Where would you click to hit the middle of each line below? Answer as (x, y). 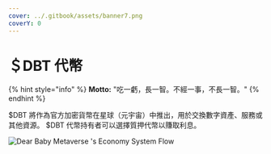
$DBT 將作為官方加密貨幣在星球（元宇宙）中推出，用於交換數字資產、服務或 (135, 115)
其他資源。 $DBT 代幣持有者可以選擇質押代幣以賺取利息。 (105, 125)
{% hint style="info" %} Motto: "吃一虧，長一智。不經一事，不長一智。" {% (134, 89)
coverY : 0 (25, 23)
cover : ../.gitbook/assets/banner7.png (76, 16)
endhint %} (27, 98)
